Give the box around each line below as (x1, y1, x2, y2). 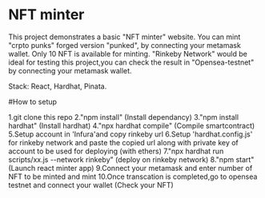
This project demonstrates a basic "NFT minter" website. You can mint (8, 32, 241, 42)
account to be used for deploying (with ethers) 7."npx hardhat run (8, 146, 224, 156)
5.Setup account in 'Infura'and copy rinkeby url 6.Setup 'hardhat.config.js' (8, 129, 253, 139)
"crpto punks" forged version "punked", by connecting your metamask (8, 40, 242, 49)
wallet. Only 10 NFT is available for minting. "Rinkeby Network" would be (8, 49, 248, 58)
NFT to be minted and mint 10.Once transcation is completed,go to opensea (8, 172, 258, 181)
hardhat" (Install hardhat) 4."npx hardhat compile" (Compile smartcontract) (8, 121, 255, 130)
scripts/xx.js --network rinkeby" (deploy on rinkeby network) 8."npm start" (8, 154, 255, 164)
